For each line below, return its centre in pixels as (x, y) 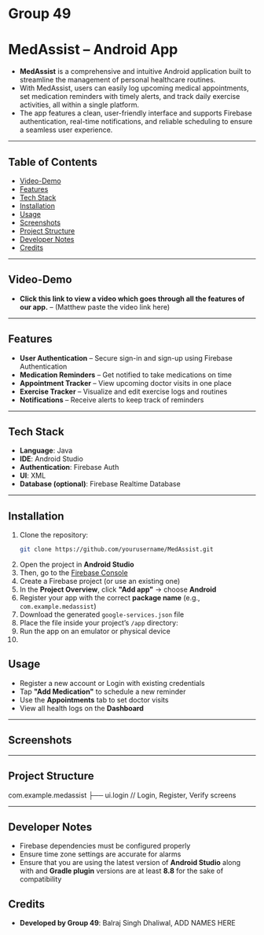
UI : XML (33, 475)
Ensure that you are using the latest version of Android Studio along (130, 863)
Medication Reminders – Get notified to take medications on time (126, 375)
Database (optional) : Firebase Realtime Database (100, 484)
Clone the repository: (54, 535)
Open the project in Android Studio (77, 565)
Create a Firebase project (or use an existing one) (100, 581)
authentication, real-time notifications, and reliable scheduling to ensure (136, 122)
